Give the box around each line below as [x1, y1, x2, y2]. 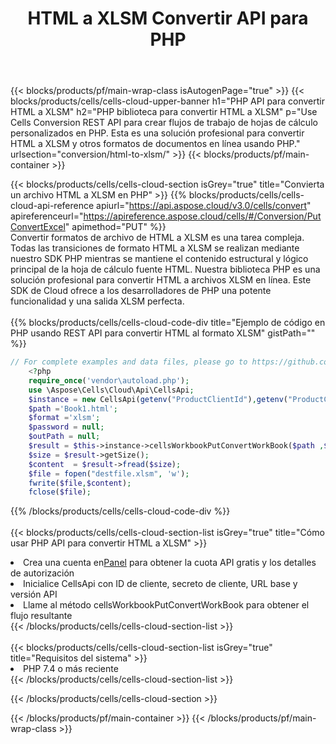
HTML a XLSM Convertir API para [27, 7, 309, 30]
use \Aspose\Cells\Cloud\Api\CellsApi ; [28, 385, 195, 395]
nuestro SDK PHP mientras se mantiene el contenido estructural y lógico [10, 253, 309, 265]
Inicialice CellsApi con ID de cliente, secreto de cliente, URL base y [23, 578, 298, 590]
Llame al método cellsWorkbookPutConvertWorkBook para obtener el [23, 599, 310, 611]
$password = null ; [28, 422, 105, 432]
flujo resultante [10, 610, 73, 622]
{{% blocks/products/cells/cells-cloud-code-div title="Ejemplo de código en [10, 317, 326, 329]
